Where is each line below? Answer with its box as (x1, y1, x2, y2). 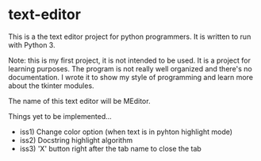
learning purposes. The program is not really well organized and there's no (8, 63, 252, 73)
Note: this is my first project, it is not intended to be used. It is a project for (8, 56, 251, 65)
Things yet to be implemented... (8, 111, 113, 121)
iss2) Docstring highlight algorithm (19, 135, 133, 144)
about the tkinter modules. (8, 81, 94, 90)
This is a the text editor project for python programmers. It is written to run (8, 32, 251, 41)
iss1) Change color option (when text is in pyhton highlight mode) (19, 127, 232, 136)
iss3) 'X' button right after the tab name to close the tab (19, 144, 202, 153)
